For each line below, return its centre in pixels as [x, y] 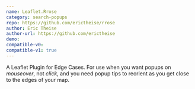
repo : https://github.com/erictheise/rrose [61, 23]
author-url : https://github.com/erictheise [61, 34]
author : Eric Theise [32, 28]
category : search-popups [37, 17]
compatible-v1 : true [32, 50]
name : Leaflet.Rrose [32, 12]
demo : [13, 39]
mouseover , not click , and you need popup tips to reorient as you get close [98, 73]
